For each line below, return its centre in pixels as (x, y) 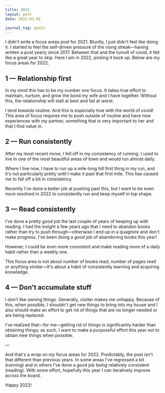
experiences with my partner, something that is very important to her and (80, 121)
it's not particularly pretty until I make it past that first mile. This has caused (82, 174)
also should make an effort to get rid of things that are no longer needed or (81, 310)
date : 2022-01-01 (23, 19)
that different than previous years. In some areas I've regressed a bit (75, 359)
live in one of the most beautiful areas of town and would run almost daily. (80, 159)
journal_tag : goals (25, 28)
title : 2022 (17, 10)
